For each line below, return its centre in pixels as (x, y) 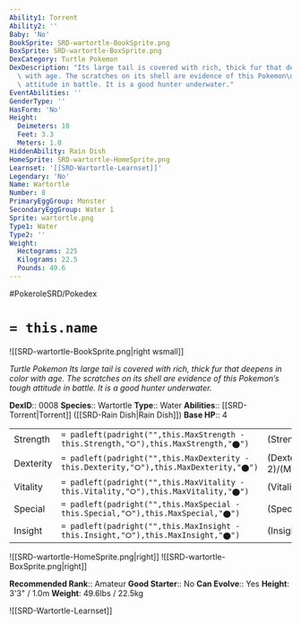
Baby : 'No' (30, 34)
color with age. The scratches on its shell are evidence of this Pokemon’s (144, 378)
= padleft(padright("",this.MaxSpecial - (150, 504)
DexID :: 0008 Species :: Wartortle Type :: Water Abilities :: (115, 405)
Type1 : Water (34, 226)
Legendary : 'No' (39, 176)
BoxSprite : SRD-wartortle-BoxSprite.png (86, 51)
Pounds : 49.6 (42, 268)
